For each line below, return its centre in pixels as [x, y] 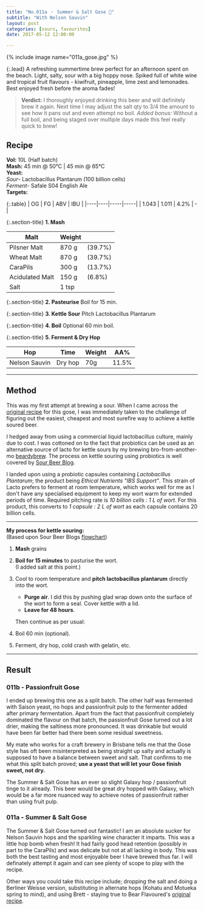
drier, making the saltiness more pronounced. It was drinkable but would [97, 726]
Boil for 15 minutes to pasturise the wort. [66, 560]
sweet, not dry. [26, 771]
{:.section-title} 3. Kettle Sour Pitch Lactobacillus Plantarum [81, 313]
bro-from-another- [174, 449]
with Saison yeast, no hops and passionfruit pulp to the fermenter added [97, 707]
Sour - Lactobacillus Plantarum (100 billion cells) [66, 179]
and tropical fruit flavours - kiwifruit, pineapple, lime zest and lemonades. [98, 82]
